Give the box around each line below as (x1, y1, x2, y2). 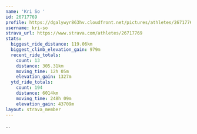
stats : (5, 36, 22, 42)
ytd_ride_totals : (11, 80, 54, 85)
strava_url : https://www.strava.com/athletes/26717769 (5, 30, 143, 36)
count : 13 (16, 57, 41, 63)
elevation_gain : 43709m (16, 101, 75, 107)
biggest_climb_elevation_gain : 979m (11, 47, 101, 53)
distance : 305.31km (16, 63, 64, 69)
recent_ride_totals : (11, 52, 61, 58)
